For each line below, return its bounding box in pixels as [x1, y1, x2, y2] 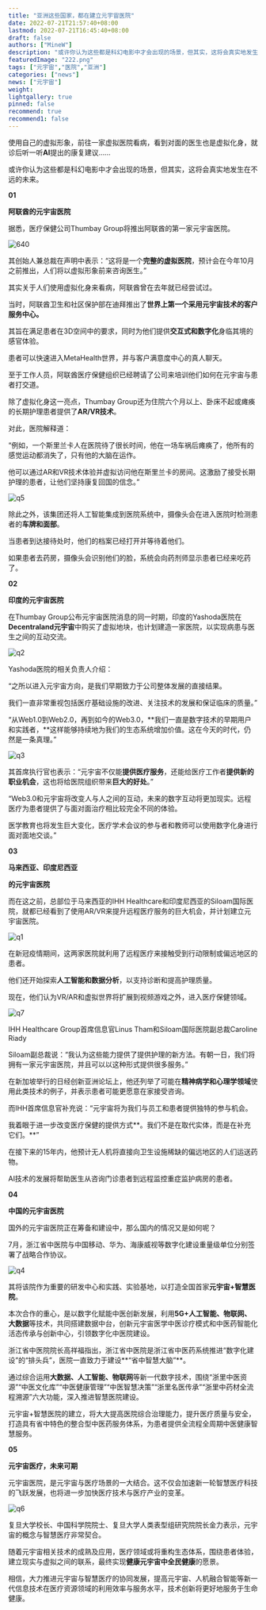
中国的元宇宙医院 [8, 1206, 64, 1215]
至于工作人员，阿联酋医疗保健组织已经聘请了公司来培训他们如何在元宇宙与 [8, 370, 251, 379]
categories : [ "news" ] [8, 71, 80, 79]
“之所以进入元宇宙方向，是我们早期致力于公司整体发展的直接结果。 [8, 680, 227, 691]
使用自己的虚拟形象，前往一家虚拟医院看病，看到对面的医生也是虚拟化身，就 [8, 137, 258, 147]
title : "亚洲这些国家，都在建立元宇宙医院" [8, 11, 135, 20]
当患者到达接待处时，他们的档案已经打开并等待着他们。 [8, 536, 188, 545]
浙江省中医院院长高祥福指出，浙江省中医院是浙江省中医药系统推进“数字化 [8, 1345, 248, 1354]
